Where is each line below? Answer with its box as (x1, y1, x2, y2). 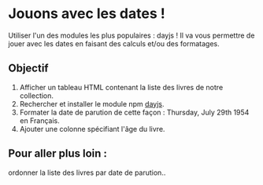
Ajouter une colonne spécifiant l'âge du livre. (19, 124, 165, 133)
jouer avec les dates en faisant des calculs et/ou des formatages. (8, 38, 220, 48)
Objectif (8, 62, 49, 75)
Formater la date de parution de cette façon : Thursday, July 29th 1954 (19, 107, 250, 117)
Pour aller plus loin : (8, 147, 108, 161)
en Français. (19, 115, 61, 125)
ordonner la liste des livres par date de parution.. (8, 168, 166, 177)
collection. (19, 91, 54, 100)
